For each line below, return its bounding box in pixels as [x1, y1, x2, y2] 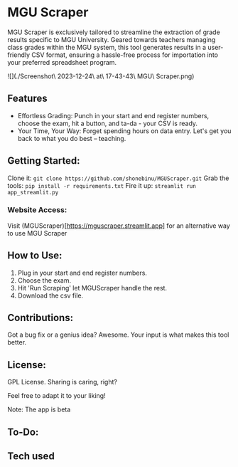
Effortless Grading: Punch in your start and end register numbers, [17, 111, 210, 120]
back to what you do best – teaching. [17, 134, 126, 142]
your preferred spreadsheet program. [7, 58, 117, 66]
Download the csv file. [17, 291, 84, 300]
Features [7, 93, 48, 105]
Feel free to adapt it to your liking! [7, 392, 106, 400]
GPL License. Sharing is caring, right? [7, 378, 117, 387]
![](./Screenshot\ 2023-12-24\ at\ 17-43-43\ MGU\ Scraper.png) [7, 72, 195, 80]
